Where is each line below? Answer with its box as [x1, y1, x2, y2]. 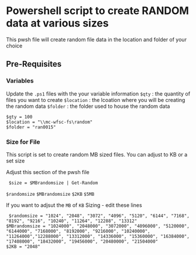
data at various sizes [6, 16, 109, 30]
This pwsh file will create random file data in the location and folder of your [6, 36, 187, 43]
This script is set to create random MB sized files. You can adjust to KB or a [6, 151, 188, 158]
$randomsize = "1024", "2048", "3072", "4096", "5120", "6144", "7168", [8, 213, 190, 219]
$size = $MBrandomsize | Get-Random [8, 180, 98, 186]
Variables [6, 77, 34, 85]
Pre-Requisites [6, 59, 62, 69]
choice [6, 42, 23, 49]
